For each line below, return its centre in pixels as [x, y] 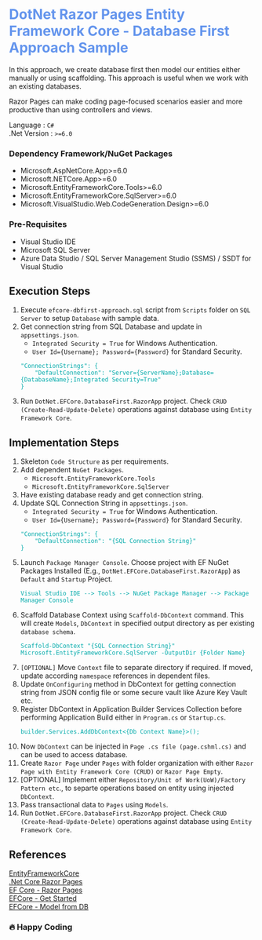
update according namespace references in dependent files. [115, 676]
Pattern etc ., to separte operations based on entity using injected [127, 788]
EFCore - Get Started [43, 898]
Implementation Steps [64, 442]
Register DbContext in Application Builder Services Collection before [131, 709]
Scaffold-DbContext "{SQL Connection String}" [98, 646]
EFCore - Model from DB [49, 906]
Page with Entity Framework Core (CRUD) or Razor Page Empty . [121, 771]
